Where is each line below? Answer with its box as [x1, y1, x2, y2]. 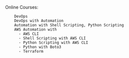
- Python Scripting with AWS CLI [18, 40, 88, 45]
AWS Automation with [14, 27, 57, 32]
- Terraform [18, 49, 43, 54]
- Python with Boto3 [18, 44, 61, 49]
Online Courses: [5, 4, 38, 10]
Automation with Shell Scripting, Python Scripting [14, 22, 124, 27]
